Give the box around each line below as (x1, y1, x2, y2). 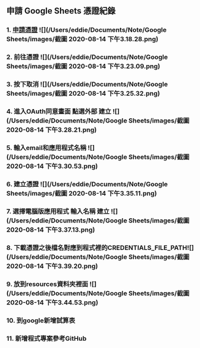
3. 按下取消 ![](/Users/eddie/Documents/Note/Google (6, 80, 168, 89)
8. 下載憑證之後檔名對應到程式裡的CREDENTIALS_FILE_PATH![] (6, 243, 194, 252)
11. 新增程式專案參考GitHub (6, 334, 87, 342)
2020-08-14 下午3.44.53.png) (6, 298, 98, 306)
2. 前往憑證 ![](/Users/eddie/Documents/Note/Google (6, 53, 168, 61)
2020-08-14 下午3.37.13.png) (6, 225, 95, 234)
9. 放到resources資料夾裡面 (6, 279, 89, 288)
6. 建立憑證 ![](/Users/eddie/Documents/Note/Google (6, 180, 168, 188)
